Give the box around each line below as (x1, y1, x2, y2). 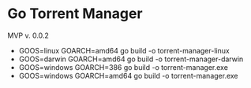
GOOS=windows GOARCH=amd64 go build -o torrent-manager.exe (18, 71, 238, 80)
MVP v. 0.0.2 (7, 31, 49, 40)
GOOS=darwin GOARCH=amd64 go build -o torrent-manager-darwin (18, 54, 244, 64)
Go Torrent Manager (7, 5, 143, 23)
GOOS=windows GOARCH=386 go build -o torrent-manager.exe (18, 62, 228, 71)
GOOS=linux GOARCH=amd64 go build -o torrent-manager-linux (18, 46, 230, 55)
